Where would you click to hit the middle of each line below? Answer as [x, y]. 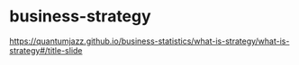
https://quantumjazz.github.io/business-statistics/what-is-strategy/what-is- [149, 41]
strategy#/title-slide [46, 50]
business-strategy [80, 16]
